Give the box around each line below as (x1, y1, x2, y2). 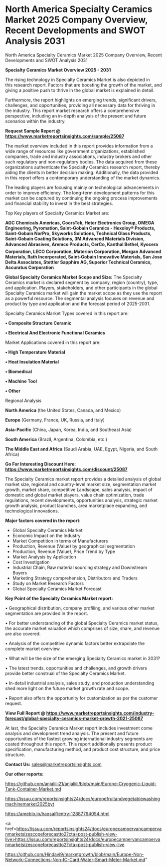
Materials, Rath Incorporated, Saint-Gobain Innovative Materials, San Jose (5, 253, 163, 259)
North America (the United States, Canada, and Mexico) (5, 407, 121, 413)
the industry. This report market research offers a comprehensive (5, 107, 140, 113)
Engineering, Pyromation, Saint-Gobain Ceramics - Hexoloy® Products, (5, 225, 156, 231)
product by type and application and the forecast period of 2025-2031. (5, 300, 151, 306)
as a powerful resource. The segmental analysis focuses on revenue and (5, 295, 155, 301)
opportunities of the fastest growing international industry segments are (5, 735, 153, 741)
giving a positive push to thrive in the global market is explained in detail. (5, 87, 155, 93)
